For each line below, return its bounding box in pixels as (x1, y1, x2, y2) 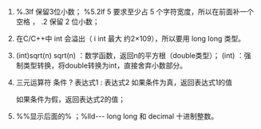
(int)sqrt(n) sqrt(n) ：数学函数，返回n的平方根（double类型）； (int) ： (15, 51, 245, 60)
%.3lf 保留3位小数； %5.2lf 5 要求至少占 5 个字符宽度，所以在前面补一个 (15, 7, 255, 16)
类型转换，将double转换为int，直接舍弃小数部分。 (22, 61, 188, 70)
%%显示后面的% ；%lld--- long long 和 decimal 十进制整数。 (15, 111, 219, 121)
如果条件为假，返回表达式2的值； (15, 95, 126, 104)
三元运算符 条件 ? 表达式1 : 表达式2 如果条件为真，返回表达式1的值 (15, 78, 233, 87)
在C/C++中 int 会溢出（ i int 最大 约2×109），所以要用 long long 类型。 (15, 34, 246, 43)
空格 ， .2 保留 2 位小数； (15, 17, 100, 26)
